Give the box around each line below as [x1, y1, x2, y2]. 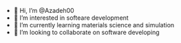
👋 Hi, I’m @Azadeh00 [13, 7, 74, 14]
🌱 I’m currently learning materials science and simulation [13, 21, 175, 29]
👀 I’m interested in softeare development [13, 14, 129, 22]
